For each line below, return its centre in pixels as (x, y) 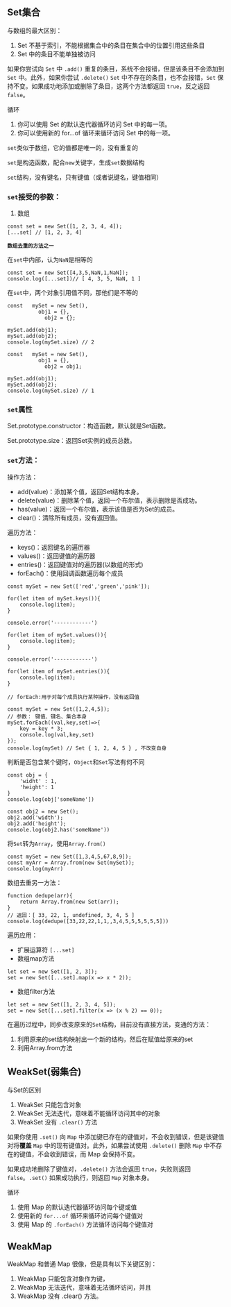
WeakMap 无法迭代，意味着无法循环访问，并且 (84, 1288)
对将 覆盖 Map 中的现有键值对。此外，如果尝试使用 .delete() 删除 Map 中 (109, 1145)
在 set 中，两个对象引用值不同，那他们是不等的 (73, 293)
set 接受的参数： (34, 196)
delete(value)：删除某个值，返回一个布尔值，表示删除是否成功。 (109, 500)
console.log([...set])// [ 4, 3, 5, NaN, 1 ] (74, 279)
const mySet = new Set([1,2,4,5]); (59, 709)
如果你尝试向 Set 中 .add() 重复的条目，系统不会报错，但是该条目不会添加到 (116, 69)
